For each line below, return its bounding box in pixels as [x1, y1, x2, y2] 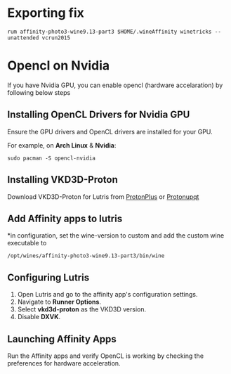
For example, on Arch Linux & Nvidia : [7, 141, 117, 149]
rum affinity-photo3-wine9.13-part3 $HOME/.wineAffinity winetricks [7, 28, 212, 35]
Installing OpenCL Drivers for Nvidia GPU [7, 109, 190, 121]
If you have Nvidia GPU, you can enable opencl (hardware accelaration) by [7, 81, 223, 89]
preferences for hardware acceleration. [7, 359, 121, 367]
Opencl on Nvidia [7, 58, 110, 74]
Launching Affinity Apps [7, 333, 117, 345]
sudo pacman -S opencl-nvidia [7, 155, 96, 162]
